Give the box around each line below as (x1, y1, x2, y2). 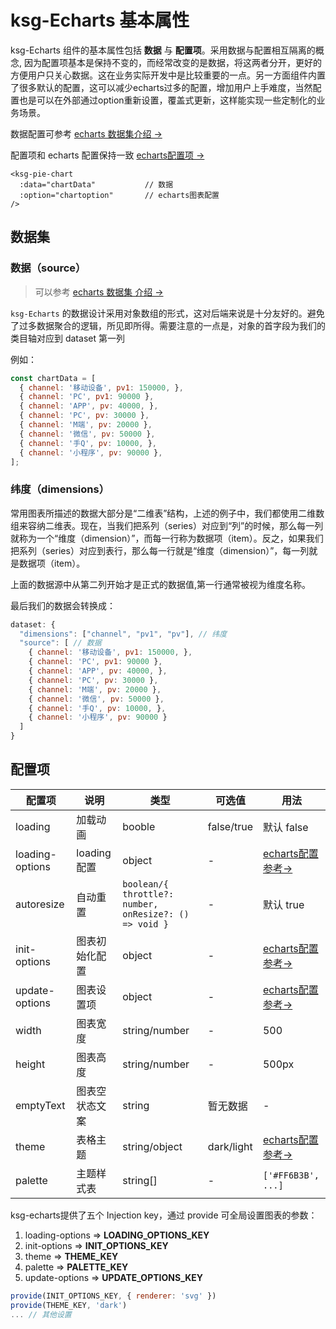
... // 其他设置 (10, 1309, 72, 1320)
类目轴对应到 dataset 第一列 (10, 332, 125, 344)
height (15, 1057, 46, 1071)
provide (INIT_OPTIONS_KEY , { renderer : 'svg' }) (10, 1291, 217, 1301)
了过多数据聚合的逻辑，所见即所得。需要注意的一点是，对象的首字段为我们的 (10, 319, 326, 331)
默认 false (262, 820, 309, 834)
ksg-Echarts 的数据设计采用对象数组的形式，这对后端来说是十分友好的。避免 (10, 307, 325, 319)
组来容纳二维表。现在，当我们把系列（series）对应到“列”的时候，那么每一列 (10, 519, 324, 531)
